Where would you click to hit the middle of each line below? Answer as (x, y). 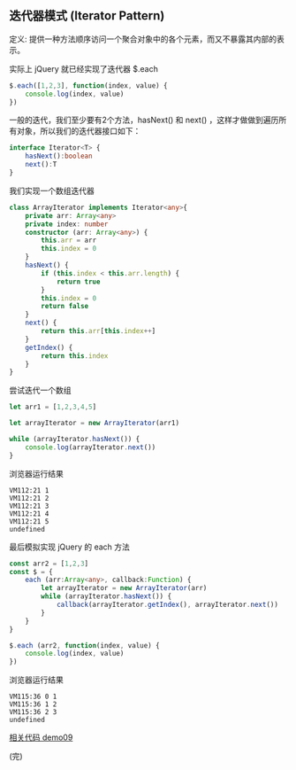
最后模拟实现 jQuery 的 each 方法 (70, 547)
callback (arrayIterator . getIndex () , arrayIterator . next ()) (167, 605)
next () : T (41, 165)
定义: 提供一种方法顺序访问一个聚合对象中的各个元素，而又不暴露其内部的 (143, 39)
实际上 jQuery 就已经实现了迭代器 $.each (84, 68)
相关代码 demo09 (41, 737)
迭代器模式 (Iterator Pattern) (87, 16)
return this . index (75, 356)
